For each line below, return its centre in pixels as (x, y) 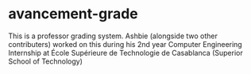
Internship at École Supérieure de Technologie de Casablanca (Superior (126, 53)
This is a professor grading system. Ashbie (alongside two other (113, 36)
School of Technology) (46, 61)
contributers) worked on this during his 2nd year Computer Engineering (125, 44)
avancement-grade (73, 14)
